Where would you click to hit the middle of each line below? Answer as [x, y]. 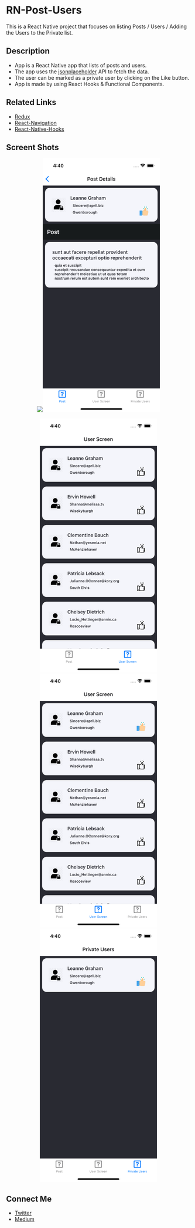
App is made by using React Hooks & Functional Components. [89, 84]
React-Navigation [36, 123]
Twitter [23, 1213]
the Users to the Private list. [40, 32]
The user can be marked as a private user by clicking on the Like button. [102, 77]
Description [28, 51]
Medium [25, 1219]
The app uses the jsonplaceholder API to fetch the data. [82, 72]
